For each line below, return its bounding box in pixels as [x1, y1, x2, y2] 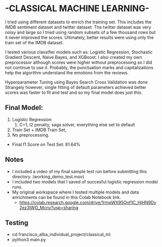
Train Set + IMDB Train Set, [12, 127, 66, 133]
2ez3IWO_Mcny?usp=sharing [19, 205, 79, 211]
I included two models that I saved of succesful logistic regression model [12, 178, 158, 185]
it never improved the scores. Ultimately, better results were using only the [5, 35, 154, 40]
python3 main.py [12, 237, 46, 243]
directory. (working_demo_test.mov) [12, 174, 84, 179]
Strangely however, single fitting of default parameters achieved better [5, 84, 146, 90]
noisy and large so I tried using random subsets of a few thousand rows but [5, 29, 156, 35]
